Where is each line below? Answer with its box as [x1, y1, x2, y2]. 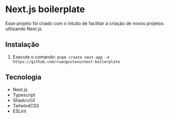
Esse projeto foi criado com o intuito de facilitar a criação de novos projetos [5, 20, 164, 26]
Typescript [12, 92, 36, 98]
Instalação [5, 41, 40, 49]
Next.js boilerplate [5, 4, 86, 15]
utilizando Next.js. [5, 25, 43, 31]
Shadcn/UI [12, 97, 35, 103]
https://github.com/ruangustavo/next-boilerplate [12, 59, 121, 64]
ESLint [12, 108, 26, 114]
